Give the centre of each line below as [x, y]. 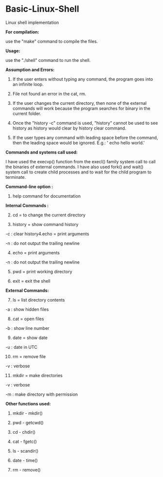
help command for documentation [47, 196]
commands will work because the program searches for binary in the [81, 108]
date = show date [30, 338]
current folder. [27, 114]
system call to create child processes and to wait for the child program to [79, 172]
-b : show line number [28, 328]
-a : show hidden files [27, 309]
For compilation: [22, 32]
